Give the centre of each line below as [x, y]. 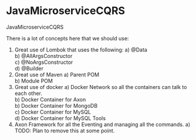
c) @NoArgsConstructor [44, 62]
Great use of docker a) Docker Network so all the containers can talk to [101, 87]
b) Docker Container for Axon [50, 99]
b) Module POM [33, 81]
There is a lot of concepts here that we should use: [67, 38]
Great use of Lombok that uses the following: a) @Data [81, 49]
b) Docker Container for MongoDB [56, 105]
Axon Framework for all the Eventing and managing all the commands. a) [102, 124]
